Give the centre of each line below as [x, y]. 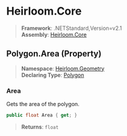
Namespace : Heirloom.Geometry [63, 68]
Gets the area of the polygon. [43, 104]
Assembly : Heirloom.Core [54, 34]
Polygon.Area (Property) [54, 54]
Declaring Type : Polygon [53, 75]
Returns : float [40, 127]
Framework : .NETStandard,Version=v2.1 [71, 28]
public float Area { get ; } [42, 115]
